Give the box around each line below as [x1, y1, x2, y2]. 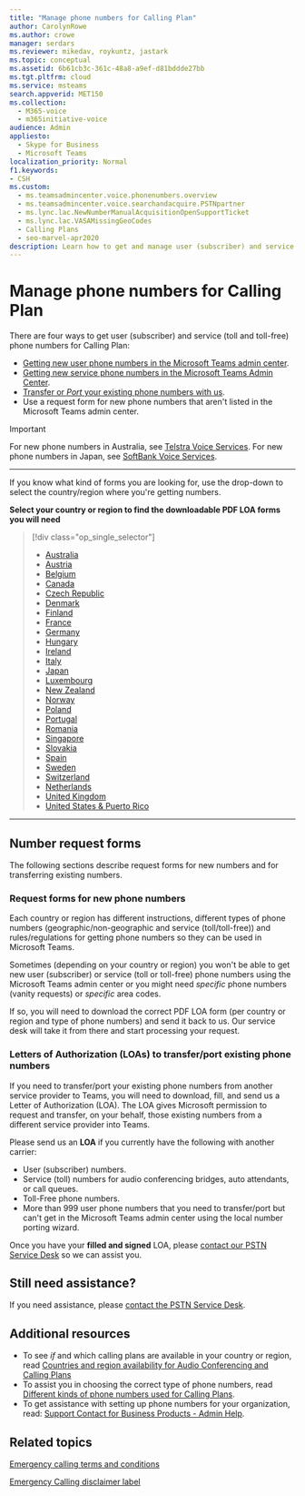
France [44, 617, 73, 628]
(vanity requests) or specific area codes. [9, 988, 162, 999]
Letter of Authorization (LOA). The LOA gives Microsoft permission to [9, 1099, 268, 1110]
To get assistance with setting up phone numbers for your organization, [22, 1399, 290, 1410]
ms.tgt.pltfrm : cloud [9, 73, 92, 82]
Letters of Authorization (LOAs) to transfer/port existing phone [9, 1048, 292, 1061]
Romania [44, 723, 79, 734]
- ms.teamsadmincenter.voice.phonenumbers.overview [17, 191, 218, 200]
